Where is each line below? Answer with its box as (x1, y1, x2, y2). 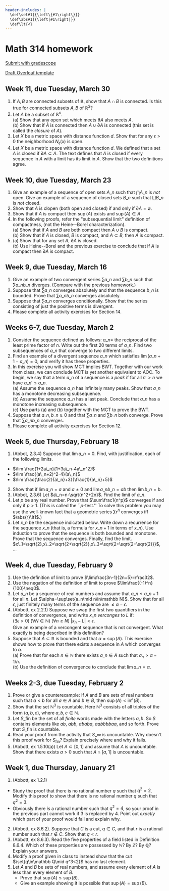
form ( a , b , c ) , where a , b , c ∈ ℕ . (12, 709, 80, 716)
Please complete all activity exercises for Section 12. (12, 423, 122, 429)
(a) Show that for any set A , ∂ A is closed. (12, 237, 98, 243)
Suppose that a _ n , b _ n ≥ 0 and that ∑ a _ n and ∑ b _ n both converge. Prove (12, 412, 163, 418)
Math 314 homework (5, 43, 93, 55)
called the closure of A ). (12, 127, 63, 134)
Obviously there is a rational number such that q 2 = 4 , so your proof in (12, 805, 159, 812)
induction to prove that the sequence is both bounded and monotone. (12, 530, 157, 537)
